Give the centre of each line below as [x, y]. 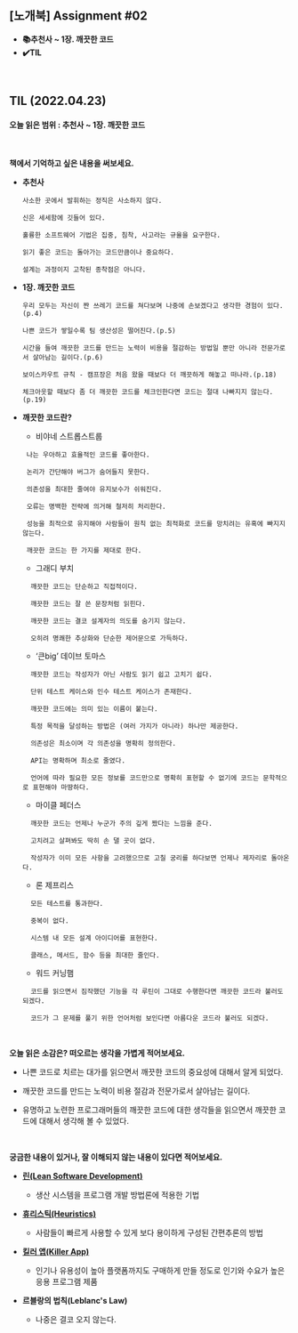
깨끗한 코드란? [47, 417]
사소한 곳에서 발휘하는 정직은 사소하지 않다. [92, 201]
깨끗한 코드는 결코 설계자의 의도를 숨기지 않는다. [109, 621]
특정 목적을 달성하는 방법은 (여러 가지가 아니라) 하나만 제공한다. [135, 727]
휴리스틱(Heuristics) [59, 1214]
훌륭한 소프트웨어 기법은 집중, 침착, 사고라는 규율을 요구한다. [121, 235]
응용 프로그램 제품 [66, 1282]
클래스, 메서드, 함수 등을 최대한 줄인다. [95, 956]
